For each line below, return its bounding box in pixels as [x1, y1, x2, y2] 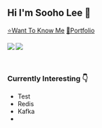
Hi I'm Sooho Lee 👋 [7, 7, 91, 19]
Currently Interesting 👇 [7, 73, 89, 83]
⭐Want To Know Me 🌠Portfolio [7, 26, 95, 34]
